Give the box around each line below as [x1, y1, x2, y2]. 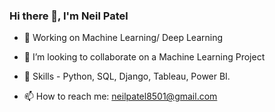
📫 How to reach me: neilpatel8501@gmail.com [23, 90, 218, 103]
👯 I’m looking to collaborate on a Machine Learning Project [23, 51, 266, 63]
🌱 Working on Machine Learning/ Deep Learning [23, 32, 223, 44]
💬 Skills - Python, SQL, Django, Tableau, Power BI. [23, 70, 231, 83]
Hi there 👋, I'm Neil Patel [9, 9, 129, 23]
